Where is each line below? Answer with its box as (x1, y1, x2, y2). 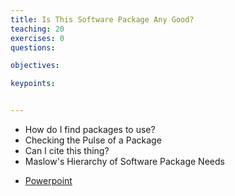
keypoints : (10, 79, 56, 89)
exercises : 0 (10, 33, 65, 43)
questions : (10, 42, 56, 53)
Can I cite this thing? (24, 145, 110, 156)
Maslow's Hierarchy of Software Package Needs (24, 156, 225, 167)
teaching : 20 (10, 24, 65, 34)
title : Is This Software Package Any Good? (10, 14, 195, 25)
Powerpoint (24, 175, 73, 186)
